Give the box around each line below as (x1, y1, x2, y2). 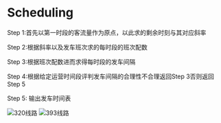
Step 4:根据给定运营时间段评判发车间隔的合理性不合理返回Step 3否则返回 (7, 72, 214, 80)
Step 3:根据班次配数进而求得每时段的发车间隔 (7, 57, 136, 66)
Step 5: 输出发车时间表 (7, 94, 71, 102)
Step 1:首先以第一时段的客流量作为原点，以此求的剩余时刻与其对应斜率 (7, 28, 207, 36)
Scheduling (7, 5, 74, 21)
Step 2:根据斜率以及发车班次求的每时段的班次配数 (7, 43, 148, 51)
